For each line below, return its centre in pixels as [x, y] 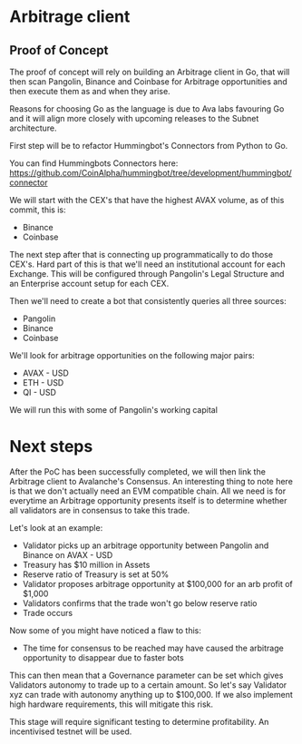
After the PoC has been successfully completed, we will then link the [137, 471]
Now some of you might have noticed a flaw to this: [105, 630]
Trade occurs [48, 612]
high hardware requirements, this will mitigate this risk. [112, 704]
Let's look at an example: [56, 527]
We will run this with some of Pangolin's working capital [113, 410]
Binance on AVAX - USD [68, 554]
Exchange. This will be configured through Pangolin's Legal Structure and [147, 274]
